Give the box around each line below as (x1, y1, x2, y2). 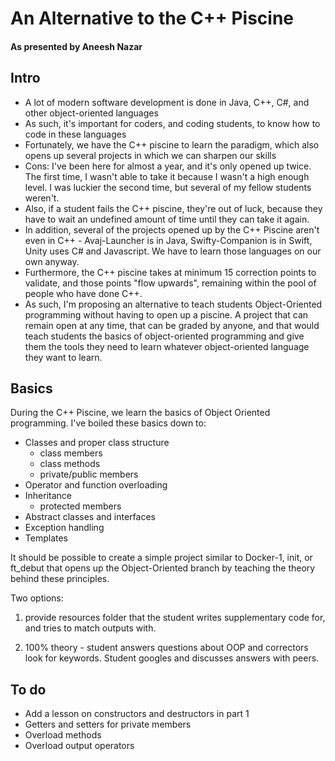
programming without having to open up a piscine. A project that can (24, 308, 309, 321)
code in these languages (24, 128, 127, 140)
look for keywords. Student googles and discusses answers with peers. (24, 652, 320, 664)
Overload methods (24, 729, 102, 741)
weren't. (24, 192, 60, 204)
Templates (24, 532, 68, 544)
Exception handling (24, 522, 105, 534)
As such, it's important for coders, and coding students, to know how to (24, 117, 321, 129)
